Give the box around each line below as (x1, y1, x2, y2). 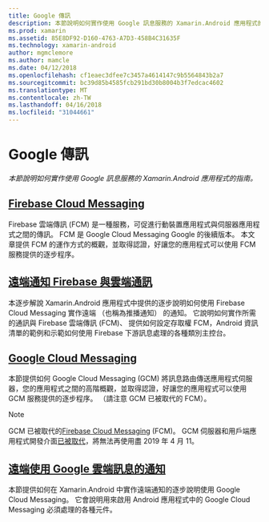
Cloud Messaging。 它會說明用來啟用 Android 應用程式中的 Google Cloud (8, 495, 251, 504)
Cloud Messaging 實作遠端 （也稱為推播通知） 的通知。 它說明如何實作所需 (8, 307, 256, 317)
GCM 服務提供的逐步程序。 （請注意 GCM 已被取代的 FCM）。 (8, 394, 211, 404)
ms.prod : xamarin (8, 26, 66, 34)
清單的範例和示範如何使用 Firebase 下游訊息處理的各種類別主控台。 (8, 327, 231, 337)
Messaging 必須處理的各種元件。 (8, 505, 118, 515)
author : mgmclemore (8, 49, 74, 57)
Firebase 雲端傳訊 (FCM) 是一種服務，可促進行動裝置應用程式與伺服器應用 (8, 219, 254, 229)
